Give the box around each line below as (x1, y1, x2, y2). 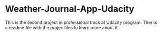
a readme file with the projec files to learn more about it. (5, 24, 119, 30)
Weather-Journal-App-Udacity (5, 3, 134, 15)
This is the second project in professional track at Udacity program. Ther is (5, 19, 158, 25)
